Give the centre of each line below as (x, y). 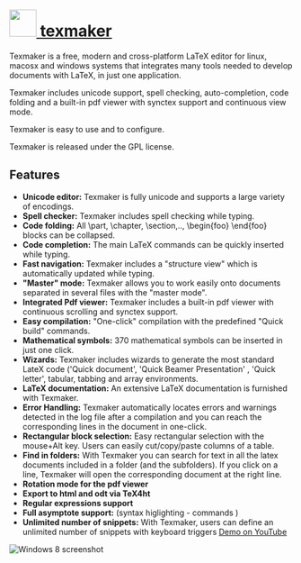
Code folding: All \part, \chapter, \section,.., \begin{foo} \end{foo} (145, 225)
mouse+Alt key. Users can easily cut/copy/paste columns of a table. (148, 445)
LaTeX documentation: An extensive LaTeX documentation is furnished (155, 388)
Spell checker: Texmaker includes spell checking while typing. (138, 215)
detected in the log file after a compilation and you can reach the (142, 417)
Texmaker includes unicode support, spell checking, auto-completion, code (149, 92)
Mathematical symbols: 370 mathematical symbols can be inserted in (152, 340)
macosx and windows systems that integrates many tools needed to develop (151, 65)
